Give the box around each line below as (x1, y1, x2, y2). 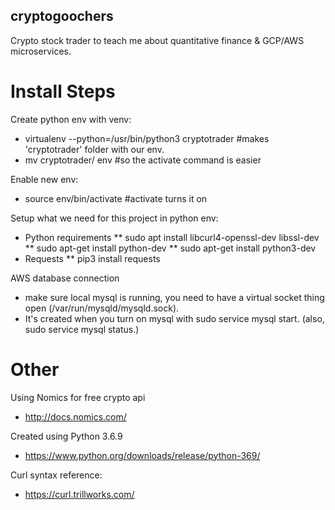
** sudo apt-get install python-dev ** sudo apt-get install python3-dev (24, 242, 317, 254)
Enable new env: (10, 173, 79, 185)
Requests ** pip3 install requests (24, 252, 161, 264)
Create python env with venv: (10, 113, 132, 125)
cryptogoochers (10, 8, 114, 25)
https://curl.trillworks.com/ (24, 488, 135, 500)
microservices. (10, 45, 72, 57)
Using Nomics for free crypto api (10, 391, 146, 403)
